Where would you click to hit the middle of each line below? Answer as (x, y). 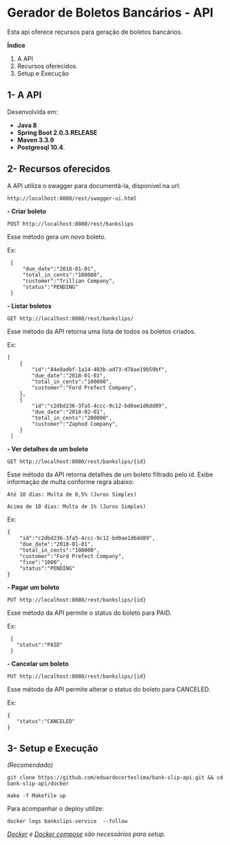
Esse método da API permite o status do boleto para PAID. (90, 613)
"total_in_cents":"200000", (72, 418)
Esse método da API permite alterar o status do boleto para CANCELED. (109, 689)
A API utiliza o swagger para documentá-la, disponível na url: (94, 185)
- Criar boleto (27, 211)
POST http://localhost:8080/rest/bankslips (71, 224)
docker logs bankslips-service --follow (67, 821)
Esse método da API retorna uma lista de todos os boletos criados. (102, 331)
